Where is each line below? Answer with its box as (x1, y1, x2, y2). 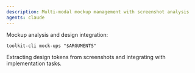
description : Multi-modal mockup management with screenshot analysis (6, 8, 190, 15)
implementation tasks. (6, 60, 62, 67)
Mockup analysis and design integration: (6, 31, 108, 38)
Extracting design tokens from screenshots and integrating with (6, 53, 166, 60)
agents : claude (6, 14, 45, 21)
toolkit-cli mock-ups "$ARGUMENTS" (6, 43, 97, 49)
